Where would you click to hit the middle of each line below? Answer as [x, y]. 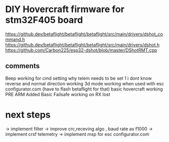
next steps [28, 114]
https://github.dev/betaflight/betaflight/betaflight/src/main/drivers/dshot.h [82, 44]
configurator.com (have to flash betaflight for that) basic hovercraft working [84, 89]
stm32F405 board [44, 20]
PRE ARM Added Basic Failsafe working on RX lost [58, 94]
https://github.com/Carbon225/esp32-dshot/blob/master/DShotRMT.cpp [81, 50]
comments [23, 66]
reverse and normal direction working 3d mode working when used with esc [85, 83]
